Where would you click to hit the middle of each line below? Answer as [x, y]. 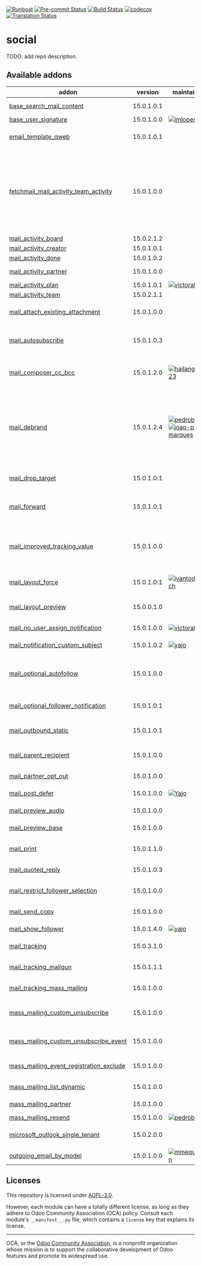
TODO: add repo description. [42, 56]
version [148, 92]
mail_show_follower [36, 928]
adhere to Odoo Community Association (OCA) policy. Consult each [90, 1213]
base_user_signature [38, 119]
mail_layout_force [34, 582]
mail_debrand [28, 427]
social [22, 40]
